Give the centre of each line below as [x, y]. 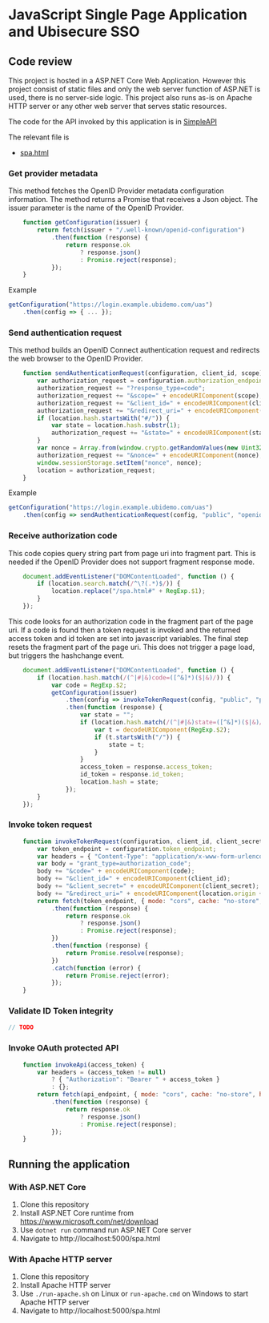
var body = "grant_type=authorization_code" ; [114, 864]
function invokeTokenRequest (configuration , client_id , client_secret [143, 841]
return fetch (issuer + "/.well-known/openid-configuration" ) [141, 230]
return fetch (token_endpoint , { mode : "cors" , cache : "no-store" [149, 901]
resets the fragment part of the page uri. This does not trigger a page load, [131, 647]
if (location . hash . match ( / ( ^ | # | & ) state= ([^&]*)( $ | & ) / [171, 723]
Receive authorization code [63, 536]
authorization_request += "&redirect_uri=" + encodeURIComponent [149, 410]
